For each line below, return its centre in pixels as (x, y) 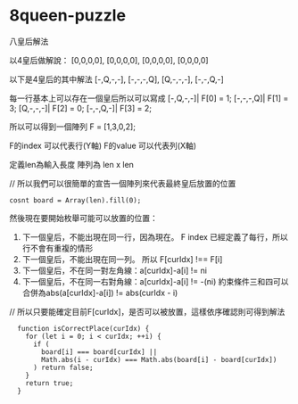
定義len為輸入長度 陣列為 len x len (71, 164)
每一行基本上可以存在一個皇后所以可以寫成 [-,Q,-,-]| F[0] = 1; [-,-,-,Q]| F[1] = (149, 98)
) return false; (63, 367)
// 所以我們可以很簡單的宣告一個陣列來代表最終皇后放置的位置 (123, 183)
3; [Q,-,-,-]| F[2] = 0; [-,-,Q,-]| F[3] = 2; (80, 108)
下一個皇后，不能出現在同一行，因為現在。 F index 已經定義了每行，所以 (155, 236)
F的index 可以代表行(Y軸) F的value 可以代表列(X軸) (103, 145)
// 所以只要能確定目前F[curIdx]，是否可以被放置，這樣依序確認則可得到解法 (147, 311)
